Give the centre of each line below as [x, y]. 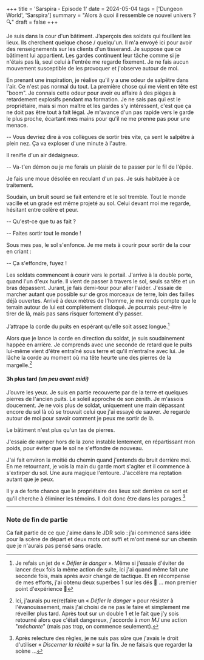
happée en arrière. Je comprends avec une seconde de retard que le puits [99, 345]
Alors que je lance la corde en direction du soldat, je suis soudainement [96, 338]
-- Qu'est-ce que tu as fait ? [41, 221]
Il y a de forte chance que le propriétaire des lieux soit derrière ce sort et [97, 491]
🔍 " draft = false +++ [32, 22]
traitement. [20, 185]
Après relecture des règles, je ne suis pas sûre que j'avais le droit [97, 638]
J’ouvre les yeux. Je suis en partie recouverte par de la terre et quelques [97, 392]
